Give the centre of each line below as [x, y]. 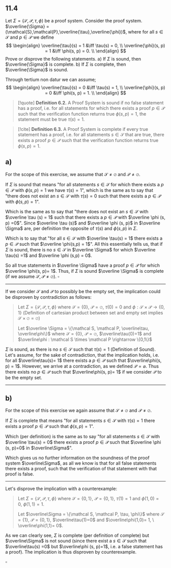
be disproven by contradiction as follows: [48, 297]
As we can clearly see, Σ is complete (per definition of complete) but [77, 535]
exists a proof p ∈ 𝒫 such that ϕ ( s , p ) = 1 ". [50, 427]
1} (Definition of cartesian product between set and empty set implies [90, 313]
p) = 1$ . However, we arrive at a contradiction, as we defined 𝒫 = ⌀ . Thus [82, 366]
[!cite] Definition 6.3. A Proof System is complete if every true [83, 129]
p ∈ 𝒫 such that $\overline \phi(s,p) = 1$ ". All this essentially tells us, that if [84, 244]
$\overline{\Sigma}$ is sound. [37, 69]
